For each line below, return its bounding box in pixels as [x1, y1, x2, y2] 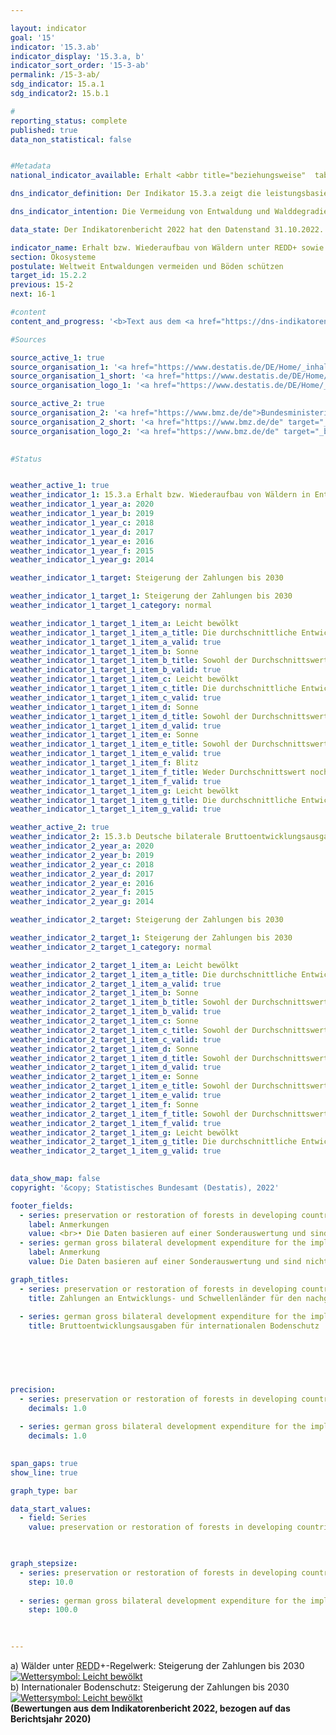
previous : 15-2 [10, 280, 74, 290]
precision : [10, 1384, 56, 1395]
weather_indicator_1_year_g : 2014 [10, 555, 155, 565]
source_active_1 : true [10, 352, 105, 363]
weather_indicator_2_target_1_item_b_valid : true [10, 1007, 222, 1017]
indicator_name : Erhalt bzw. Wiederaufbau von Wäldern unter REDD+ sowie [10, 242, 325, 253]
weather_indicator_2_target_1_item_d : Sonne [10, 1044, 199, 1054]
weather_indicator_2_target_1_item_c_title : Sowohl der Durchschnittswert [10, 1025, 329, 1035]
